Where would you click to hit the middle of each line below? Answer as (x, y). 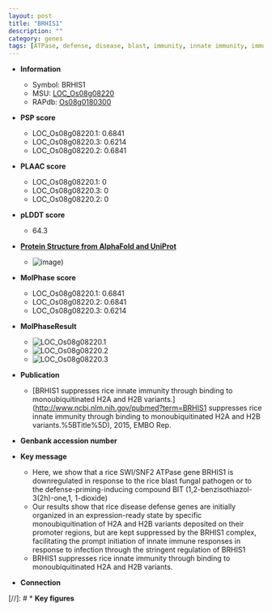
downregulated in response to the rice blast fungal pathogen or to (142, 481)
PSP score (38, 117)
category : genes (36, 38)
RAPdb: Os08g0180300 (72, 102)
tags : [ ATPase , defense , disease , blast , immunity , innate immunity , (128, 46)
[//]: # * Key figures (41, 598)
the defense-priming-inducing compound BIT (108, 489)
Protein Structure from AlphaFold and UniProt (98, 246)
